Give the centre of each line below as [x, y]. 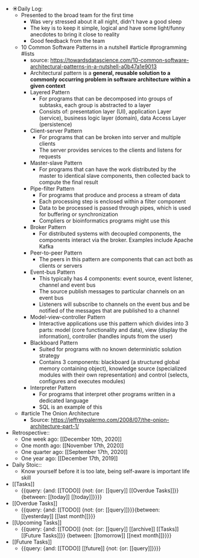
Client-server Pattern [56, 131]
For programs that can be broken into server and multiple [110, 137]
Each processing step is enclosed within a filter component [112, 201]
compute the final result [68, 182]
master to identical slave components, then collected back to [115, 176]
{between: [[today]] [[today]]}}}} [62, 497]
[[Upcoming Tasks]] [37, 523]
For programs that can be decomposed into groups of [106, 99]
